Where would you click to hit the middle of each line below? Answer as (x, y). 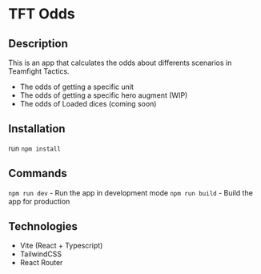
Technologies (43, 226)
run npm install (35, 148)
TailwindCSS (41, 254)
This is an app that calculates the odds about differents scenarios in (120, 62)
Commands (38, 173)
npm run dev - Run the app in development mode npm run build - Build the (131, 192)
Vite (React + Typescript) (61, 246)
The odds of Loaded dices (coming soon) (88, 104)
